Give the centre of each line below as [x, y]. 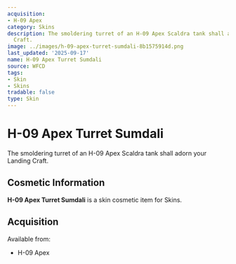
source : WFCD [26, 66]
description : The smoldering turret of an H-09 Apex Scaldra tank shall [116, 33]
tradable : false [31, 92]
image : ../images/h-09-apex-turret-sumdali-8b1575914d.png [96, 46]
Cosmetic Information [56, 183]
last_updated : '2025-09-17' [48, 54]
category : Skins [31, 27]
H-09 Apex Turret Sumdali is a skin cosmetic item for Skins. [95, 200]
